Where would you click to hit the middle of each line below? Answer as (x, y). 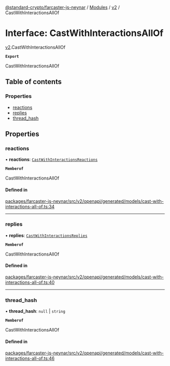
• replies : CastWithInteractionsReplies (46, 235)
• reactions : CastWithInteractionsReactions (51, 160)
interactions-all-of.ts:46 (30, 358)
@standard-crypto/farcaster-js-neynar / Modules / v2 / (62, 7)
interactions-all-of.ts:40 (30, 282)
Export (12, 56)
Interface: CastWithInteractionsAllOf (84, 33)
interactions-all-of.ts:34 (30, 206)
